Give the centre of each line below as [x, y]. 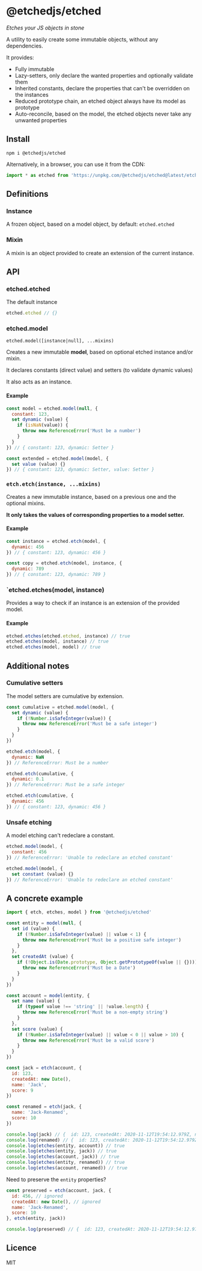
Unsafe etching [29, 822]
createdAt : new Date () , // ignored [56, 1202]
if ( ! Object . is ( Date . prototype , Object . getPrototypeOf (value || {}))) [107, 962]
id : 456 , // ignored [37, 1196]
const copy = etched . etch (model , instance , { [64, 563]
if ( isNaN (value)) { [43, 425]
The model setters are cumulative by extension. [65, 696]
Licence [22, 1248]
